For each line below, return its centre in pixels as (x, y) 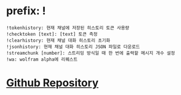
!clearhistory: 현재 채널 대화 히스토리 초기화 (58, 40)
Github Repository (52, 83)
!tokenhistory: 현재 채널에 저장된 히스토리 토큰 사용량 (68, 28)
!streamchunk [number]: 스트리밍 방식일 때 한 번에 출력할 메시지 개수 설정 (90, 53)
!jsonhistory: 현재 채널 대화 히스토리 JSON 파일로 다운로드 (73, 47)
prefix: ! (26, 11)
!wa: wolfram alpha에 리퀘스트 (42, 59)
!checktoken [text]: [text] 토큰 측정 (52, 34)
